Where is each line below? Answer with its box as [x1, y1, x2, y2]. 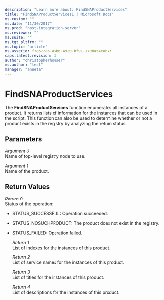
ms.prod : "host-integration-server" [5, 26, 81, 31]
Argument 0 [5, 148, 30, 154]
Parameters [5, 135, 42, 144]
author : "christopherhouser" [5, 58, 65, 63]
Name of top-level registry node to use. [5, 153, 86, 159]
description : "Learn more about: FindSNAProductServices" [5, 7, 127, 12]
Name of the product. [5, 168, 49, 174]
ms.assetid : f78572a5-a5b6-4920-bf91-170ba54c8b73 [5, 49, 112, 53]
